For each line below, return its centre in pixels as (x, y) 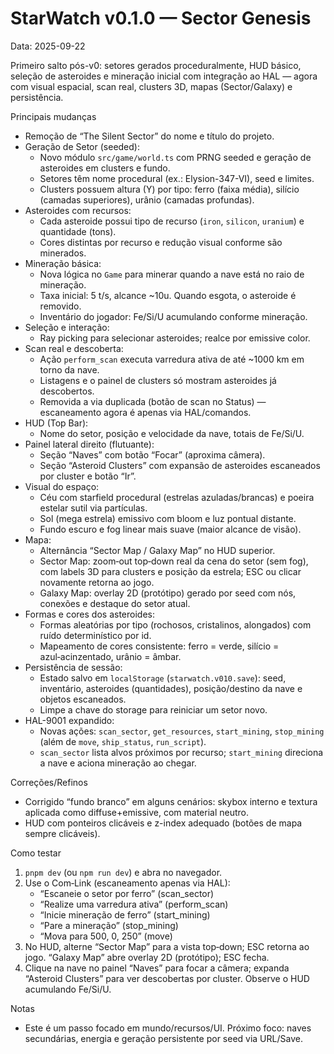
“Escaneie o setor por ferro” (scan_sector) (127, 893)
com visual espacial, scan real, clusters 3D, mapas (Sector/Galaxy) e (151, 86)
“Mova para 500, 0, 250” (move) (106, 936)
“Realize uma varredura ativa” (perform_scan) (134, 904)
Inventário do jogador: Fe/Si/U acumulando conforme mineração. (173, 316)
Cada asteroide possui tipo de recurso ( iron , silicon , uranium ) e (172, 221)
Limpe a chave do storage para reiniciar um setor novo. (153, 709)
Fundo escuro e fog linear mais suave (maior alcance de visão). (170, 529)
